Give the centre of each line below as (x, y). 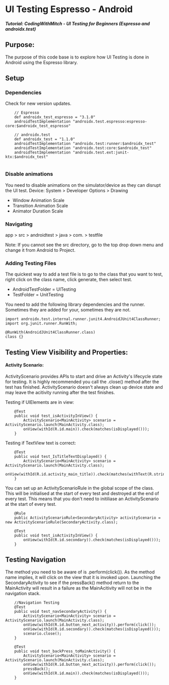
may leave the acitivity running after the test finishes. (60, 392)
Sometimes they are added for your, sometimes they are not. (68, 310)
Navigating (19, 224)
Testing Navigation (36, 560)
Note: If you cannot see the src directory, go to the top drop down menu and (84, 245)
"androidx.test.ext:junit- (101, 152)
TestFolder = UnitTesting (38, 295)
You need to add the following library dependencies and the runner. (75, 304)
